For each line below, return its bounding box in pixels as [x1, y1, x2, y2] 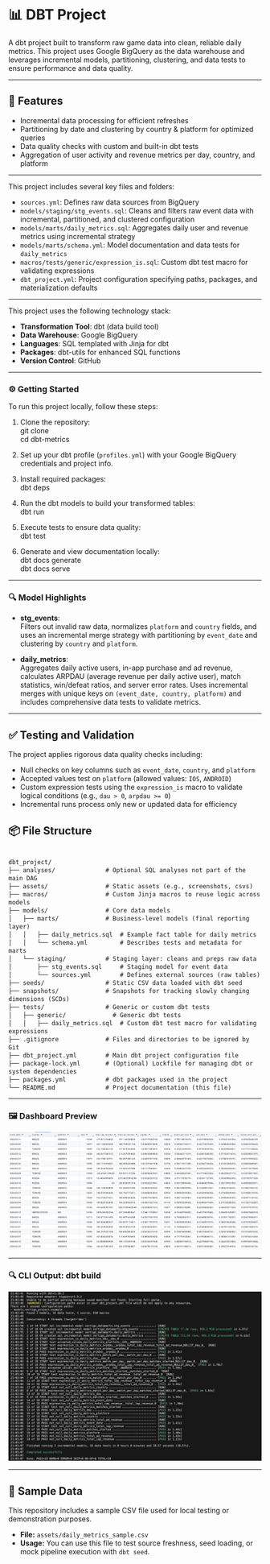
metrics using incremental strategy [19, 231, 136, 241]
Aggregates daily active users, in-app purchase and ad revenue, [19, 663, 233, 672]
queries [19, 133, 46, 143]
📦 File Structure [8, 824, 92, 838]
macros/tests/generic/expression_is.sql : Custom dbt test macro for [19, 257, 248, 267]
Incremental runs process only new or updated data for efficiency [19, 800, 238, 809]
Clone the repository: [19, 417, 91, 427]
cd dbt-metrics [19, 435, 70, 445]
